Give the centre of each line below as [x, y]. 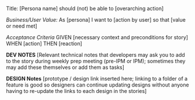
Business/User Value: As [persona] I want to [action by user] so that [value [96, 20]
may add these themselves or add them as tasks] [65, 67]
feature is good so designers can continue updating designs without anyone [97, 85]
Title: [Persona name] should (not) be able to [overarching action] [85, 8]
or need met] [22, 26]
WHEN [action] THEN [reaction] [44, 44]
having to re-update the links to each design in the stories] [76, 91]
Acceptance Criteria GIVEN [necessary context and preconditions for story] [97, 37]
